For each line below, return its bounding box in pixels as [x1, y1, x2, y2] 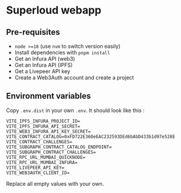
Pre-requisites [6, 27, 60, 37]
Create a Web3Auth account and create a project [14, 74, 134, 81]
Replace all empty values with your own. [6, 180, 104, 187]
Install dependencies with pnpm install [14, 49, 110, 56]
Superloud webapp [6, 4, 101, 17]
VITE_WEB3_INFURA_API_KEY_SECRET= [6, 128, 91, 135]
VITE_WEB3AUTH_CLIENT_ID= [6, 169, 70, 176]
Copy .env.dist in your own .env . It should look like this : [6, 107, 144, 114]
